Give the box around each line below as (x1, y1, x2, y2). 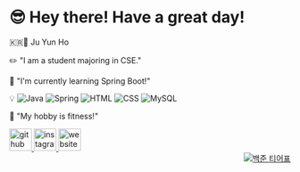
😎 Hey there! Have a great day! (9, 7, 246, 28)
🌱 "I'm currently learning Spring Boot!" (9, 75, 151, 86)
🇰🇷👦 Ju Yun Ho (9, 37, 70, 47)
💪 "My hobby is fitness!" (9, 111, 99, 121)
